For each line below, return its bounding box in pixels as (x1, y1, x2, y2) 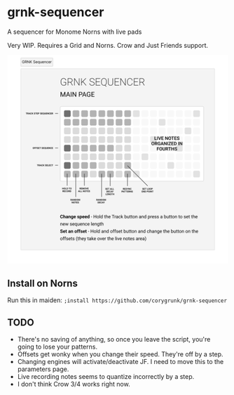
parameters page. (17, 365, 69, 373)
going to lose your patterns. (17, 342, 98, 351)
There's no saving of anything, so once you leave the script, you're (17, 335, 211, 344)
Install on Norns (7, 277, 78, 289)
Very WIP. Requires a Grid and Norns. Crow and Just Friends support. (7, 41, 209, 49)
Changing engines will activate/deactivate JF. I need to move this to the (17, 358, 224, 366)
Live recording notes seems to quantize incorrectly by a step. (17, 373, 195, 381)
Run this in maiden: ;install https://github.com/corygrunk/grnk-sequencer (7, 296, 228, 304)
